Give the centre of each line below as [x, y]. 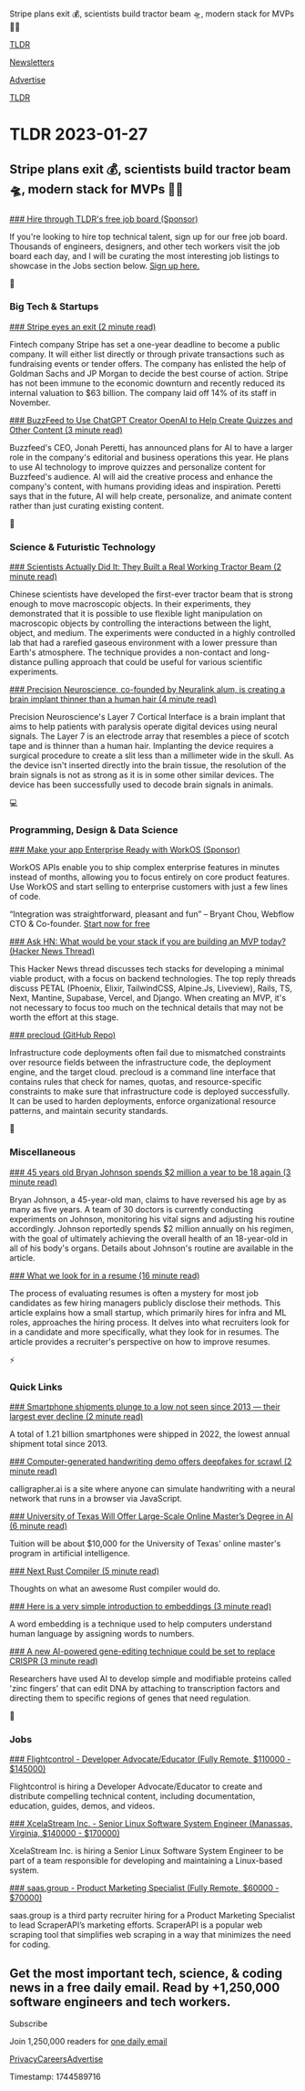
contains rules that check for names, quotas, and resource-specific [136, 1082]
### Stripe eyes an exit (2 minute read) [83, 327]
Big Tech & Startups [54, 307]
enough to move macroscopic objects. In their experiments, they [131, 604]
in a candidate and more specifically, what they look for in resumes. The [144, 1332]
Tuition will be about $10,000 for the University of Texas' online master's [145, 1543]
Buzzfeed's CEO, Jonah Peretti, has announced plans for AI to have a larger [151, 447]
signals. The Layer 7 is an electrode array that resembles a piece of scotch [149, 736]
